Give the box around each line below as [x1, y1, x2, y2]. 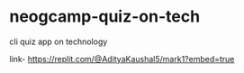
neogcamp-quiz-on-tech [9, 6, 201, 27]
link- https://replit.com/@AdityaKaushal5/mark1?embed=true [9, 53, 235, 64]
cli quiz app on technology [9, 36, 108, 47]
